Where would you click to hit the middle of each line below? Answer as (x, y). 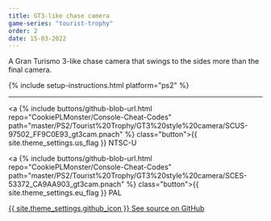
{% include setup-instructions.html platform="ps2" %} (99, 85)
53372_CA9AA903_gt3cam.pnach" (67, 184)
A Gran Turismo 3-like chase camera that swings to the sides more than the (134, 61)
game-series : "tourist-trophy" (61, 23)
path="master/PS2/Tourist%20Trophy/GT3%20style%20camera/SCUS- (128, 126)
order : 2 (23, 31)
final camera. (30, 70)
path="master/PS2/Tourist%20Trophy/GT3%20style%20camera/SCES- (128, 176)
